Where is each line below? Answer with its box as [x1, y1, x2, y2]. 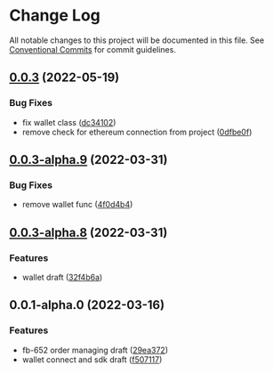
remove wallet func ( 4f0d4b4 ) [21, 199, 133, 210]
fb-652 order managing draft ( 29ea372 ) [21, 345, 169, 355]
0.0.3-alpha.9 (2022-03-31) [9, 152, 168, 167]
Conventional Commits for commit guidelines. [9, 44, 176, 54]
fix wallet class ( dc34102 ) [21, 117, 116, 127]
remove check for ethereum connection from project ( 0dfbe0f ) [21, 126, 253, 137]
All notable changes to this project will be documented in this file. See [9, 35, 265, 45]
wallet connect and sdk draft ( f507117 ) [21, 353, 163, 365]
